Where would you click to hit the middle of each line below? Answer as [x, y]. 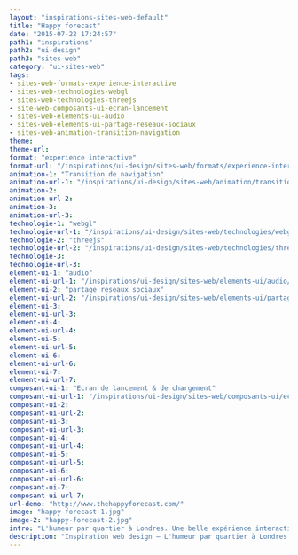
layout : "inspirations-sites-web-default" [89, 17]
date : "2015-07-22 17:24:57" [63, 34]
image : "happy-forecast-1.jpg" [67, 512]
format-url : [31, 166]
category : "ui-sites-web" [57, 67]
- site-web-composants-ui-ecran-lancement [89, 108]
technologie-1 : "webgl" [53, 223]
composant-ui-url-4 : [47, 446]
